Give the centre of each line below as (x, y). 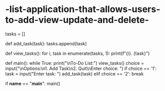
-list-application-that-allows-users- (83, 9)
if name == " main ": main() (33, 83)
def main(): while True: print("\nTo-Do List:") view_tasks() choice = (75, 63)
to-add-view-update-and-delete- (77, 20)
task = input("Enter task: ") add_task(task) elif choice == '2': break (74, 73)
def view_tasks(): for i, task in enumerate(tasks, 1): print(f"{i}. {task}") (78, 53)
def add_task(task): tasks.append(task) (46, 43)
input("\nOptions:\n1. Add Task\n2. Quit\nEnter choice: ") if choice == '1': (81, 68)
